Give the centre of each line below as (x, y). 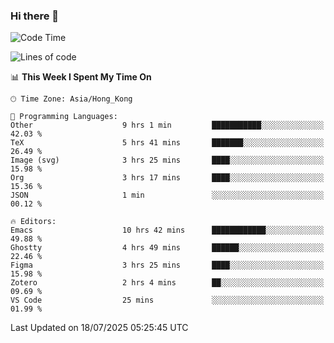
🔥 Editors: (33, 222)
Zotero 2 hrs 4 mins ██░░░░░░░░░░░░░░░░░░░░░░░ (167, 283)
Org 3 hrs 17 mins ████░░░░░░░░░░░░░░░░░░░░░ (167, 178)
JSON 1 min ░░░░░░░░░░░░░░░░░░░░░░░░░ (167, 195)
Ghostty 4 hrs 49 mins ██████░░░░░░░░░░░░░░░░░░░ (167, 248)
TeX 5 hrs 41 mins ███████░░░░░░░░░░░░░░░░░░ (167, 143)
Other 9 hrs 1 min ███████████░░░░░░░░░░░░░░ (167, 125)
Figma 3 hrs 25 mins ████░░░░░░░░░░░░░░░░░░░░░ (167, 265)
